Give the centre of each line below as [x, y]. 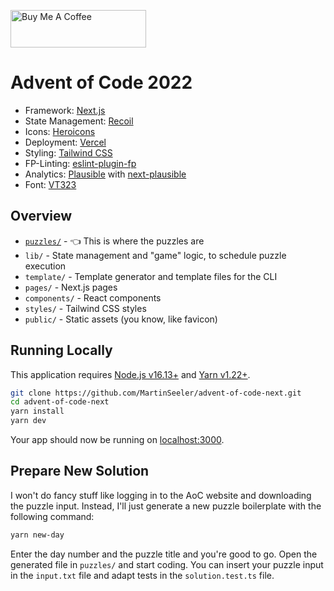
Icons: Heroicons [60, 131]
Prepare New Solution [80, 471]
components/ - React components [93, 297]
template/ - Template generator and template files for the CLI [151, 276]
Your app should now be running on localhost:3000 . [117, 440]
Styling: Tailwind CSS [68, 152]
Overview [41, 216]
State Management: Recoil [79, 121]
